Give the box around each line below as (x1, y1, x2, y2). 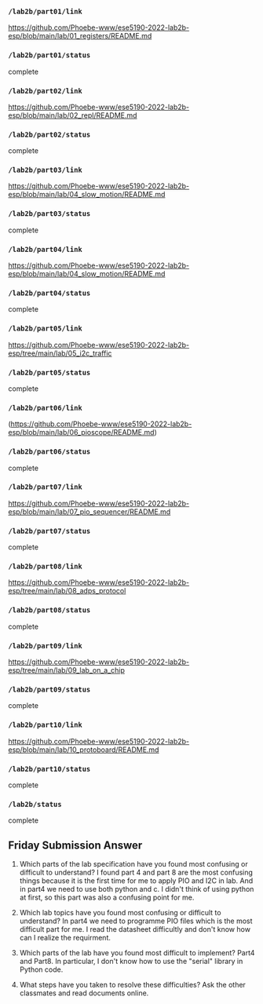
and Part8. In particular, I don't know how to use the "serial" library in (19, 957, 243, 966)
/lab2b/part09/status (8, 685, 91, 694)
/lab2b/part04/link (8, 245, 82, 254)
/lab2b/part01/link (8, 7, 82, 16)
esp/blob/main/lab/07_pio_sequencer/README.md (8, 506, 171, 517)
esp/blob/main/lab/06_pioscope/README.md (8, 428, 155, 437)
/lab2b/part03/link (8, 166, 82, 175)
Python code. (19, 965, 64, 974)
